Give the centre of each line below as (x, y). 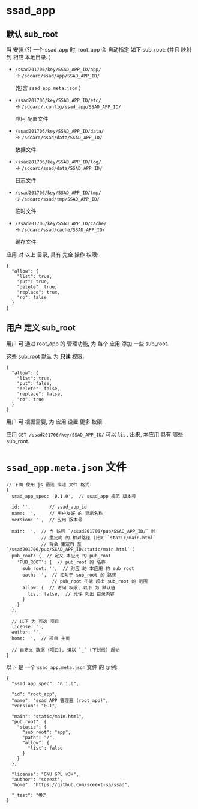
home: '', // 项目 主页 (41, 638)
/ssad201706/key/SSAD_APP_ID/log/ (58, 162)
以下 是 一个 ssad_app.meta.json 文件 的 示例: (62, 667)
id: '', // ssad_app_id (49, 507)
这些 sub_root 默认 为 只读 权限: (45, 356)
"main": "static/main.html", (48, 716)
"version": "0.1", (35, 706)
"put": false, (34, 383)
